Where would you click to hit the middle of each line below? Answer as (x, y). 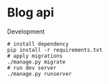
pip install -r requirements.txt (55, 50)
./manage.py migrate (37, 62)
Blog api (31, 13)
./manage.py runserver (39, 74)
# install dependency (38, 44)
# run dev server (32, 68)
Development (26, 31)
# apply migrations (35, 56)
